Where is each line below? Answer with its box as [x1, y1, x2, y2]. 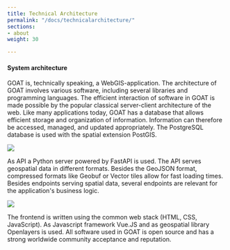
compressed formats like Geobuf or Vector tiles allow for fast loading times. [7, 172, 224, 181]
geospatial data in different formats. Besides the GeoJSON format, [7, 165, 197, 173]
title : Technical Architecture [7, 10, 98, 17]
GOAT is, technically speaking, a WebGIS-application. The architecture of [7, 79, 217, 87]
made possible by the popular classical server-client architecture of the [7, 101, 212, 110]
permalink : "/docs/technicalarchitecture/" [7, 17, 135, 24]
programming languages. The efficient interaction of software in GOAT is [7, 94, 215, 102]
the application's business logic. [7, 187, 99, 195]
